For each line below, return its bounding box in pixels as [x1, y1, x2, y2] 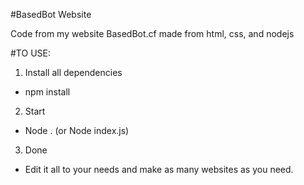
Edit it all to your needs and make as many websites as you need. [24, 164, 294, 175]
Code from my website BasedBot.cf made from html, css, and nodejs [10, 28, 295, 39]
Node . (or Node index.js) [24, 125, 130, 136]
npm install [24, 86, 71, 98]
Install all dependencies [24, 67, 123, 78]
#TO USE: [10, 47, 51, 59]
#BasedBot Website [10, 9, 92, 20]
